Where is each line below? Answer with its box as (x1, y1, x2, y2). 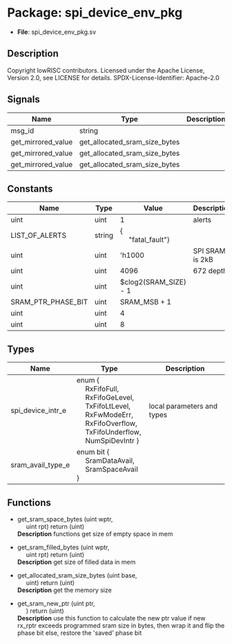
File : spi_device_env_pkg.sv (17, 28, 97, 36)
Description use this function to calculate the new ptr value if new (17, 614, 206, 622)
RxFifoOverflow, (85, 418, 138, 428)
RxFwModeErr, (85, 410, 133, 420)
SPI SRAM (193, 246, 226, 256)
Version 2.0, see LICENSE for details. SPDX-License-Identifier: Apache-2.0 (7, 73, 220, 82)
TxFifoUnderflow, (85, 427, 142, 437)
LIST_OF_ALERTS (10, 230, 67, 240)
